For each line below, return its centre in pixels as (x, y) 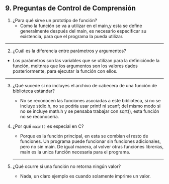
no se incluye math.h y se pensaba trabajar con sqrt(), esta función (90, 111)
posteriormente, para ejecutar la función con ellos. (65, 71)
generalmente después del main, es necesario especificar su (83, 31)
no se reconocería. (39, 116)
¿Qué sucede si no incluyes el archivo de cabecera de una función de (85, 85)
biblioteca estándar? (34, 91)
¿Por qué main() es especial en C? (48, 126)
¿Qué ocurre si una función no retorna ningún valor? (67, 166)
